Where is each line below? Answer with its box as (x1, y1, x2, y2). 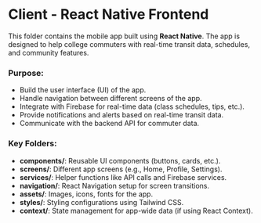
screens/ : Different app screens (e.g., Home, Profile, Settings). (19, 164, 223, 174)
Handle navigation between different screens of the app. (19, 94, 202, 103)
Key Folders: (8, 138, 57, 149)
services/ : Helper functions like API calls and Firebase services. (19, 172, 227, 182)
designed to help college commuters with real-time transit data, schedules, (8, 39, 251, 49)
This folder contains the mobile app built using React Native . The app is (8, 31, 241, 41)
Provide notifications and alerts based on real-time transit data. (19, 110, 224, 120)
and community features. (8, 48, 89, 57)
